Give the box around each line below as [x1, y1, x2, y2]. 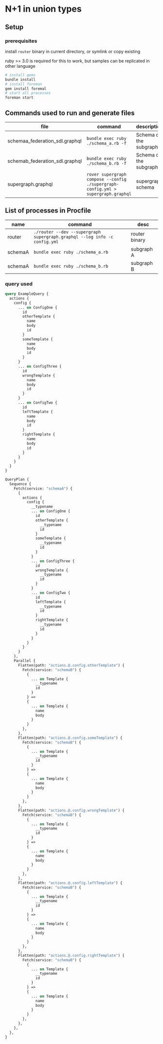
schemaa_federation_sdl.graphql [7, 138, 82, 144]
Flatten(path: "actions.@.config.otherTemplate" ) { [17, 663, 125, 668]
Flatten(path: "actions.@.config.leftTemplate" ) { [17, 880, 123, 886]
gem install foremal [5, 86, 47, 91]
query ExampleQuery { [5, 292, 49, 296]
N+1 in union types [5, 3, 82, 15]
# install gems [5, 72, 36, 78]
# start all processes [5, 91, 51, 96]
